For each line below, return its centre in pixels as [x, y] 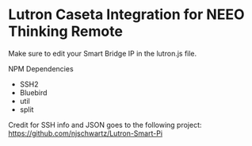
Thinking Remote [65, 31]
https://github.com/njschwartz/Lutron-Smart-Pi [86, 133]
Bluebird [33, 92]
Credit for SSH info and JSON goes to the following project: [105, 125]
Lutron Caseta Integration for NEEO [126, 15]
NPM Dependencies [41, 68]
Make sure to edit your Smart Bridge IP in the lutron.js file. [103, 53]
